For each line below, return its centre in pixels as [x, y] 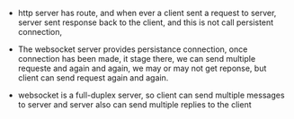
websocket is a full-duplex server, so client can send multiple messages [151, 95]
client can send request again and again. [93, 78]
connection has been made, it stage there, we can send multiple [137, 59]
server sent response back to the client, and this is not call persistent [146, 22]
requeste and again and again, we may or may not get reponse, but [142, 68]
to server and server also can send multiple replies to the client [134, 105]
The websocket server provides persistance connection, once [133, 49]
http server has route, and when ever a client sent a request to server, [147, 13]
